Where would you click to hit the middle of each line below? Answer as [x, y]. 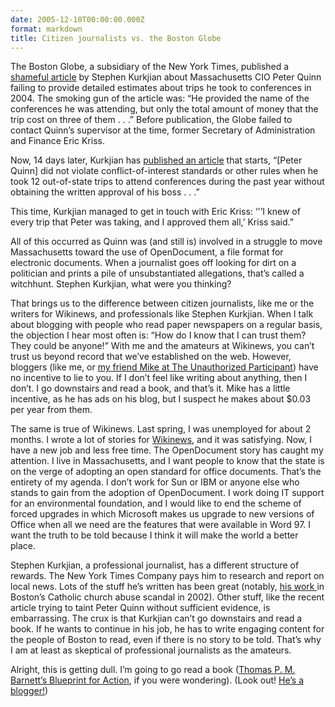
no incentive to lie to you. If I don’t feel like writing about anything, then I [159, 378]
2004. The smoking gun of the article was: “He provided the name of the [160, 98]
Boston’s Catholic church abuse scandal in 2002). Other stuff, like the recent [167, 597]
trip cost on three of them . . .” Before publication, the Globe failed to [151, 120]
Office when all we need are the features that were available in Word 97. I [161, 525]
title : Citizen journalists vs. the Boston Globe [116, 38]
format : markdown [46, 29]
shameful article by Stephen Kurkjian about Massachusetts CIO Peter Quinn [166, 77]
